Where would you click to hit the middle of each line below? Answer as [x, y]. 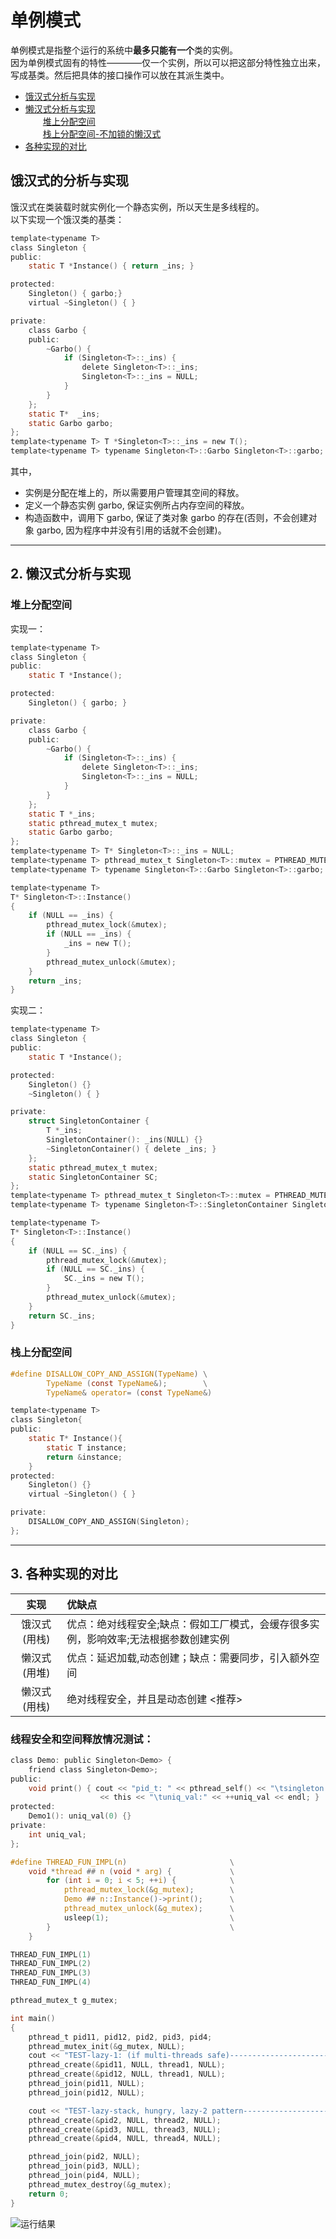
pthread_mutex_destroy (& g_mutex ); [100, 2184]
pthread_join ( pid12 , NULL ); [86, 2092]
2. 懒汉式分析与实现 [71, 574]
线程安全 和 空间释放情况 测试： [82, 1739]
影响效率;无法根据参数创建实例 [158, 1639]
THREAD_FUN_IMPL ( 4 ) [51, 1982]
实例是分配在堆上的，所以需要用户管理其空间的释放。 [134, 492]
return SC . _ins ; [62, 1316]
